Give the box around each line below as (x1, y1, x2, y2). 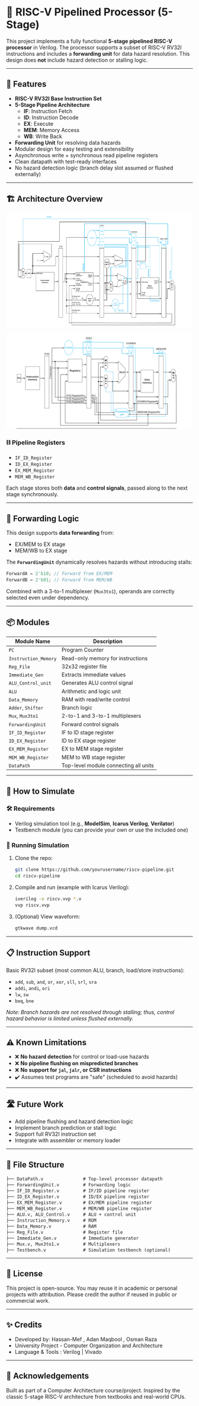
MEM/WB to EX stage (14, 547, 68, 554)
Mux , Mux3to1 (8, 712, 38, 720)
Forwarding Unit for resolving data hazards (14, 139, 121, 146)
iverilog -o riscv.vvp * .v (14, 896, 82, 902)
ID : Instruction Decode (23, 114, 79, 121)
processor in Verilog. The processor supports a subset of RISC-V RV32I (6, 44, 182, 51)
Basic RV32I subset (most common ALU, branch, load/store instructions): (6, 966, 185, 974)
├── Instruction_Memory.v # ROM (6, 1218, 97, 1223)
